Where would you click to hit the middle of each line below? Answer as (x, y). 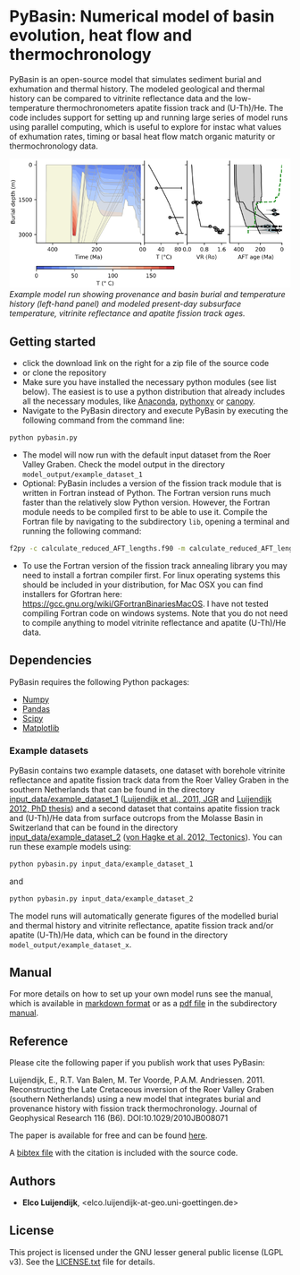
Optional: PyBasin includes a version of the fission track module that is (152, 483)
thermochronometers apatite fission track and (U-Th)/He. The (170, 107)
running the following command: (82, 531)
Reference (39, 1041)
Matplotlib (41, 728)
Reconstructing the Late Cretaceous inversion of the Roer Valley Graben (142, 1090)
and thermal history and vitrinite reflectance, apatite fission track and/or (142, 925)
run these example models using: (71, 846)
